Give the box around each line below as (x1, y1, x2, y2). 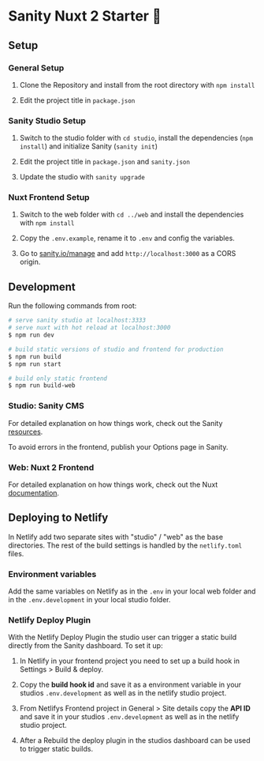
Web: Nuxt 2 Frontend (8, 461, 95, 473)
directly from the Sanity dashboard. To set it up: (8, 641, 163, 650)
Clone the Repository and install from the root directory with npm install (19, 80, 255, 89)
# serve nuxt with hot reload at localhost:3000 (8, 324, 171, 332)
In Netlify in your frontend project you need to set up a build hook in (19, 656, 240, 666)
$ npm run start (8, 360, 61, 368)
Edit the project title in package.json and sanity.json (19, 157, 191, 167)
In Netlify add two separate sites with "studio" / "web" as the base (8, 532, 223, 541)
